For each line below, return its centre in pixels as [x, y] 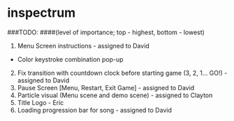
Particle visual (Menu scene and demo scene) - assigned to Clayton [115, 95]
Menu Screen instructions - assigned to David [83, 45]
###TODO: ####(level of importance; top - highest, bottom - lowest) [106, 32]
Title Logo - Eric [41, 102]
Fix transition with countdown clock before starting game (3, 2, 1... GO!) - [122, 73]
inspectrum [42, 13]
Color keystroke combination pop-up [70, 59]
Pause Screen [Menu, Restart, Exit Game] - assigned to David [106, 87]
